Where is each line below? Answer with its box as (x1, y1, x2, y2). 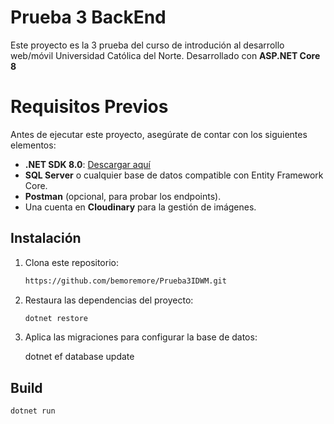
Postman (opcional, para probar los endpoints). (24, 190, 222, 202)
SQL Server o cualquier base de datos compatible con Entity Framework (24, 169, 324, 181)
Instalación (10, 230, 82, 247)
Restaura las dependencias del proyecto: (24, 294, 194, 306)
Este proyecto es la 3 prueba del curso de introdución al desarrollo (10, 39, 285, 51)
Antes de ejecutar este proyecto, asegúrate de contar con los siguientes (10, 128, 308, 140)
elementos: (10, 139, 57, 151)
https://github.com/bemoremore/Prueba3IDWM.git (24, 276, 227, 286)
